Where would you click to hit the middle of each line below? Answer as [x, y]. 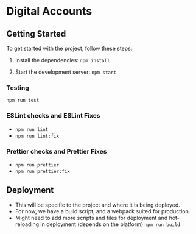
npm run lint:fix [37, 136]
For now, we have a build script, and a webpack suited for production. [103, 211]
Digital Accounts [49, 11]
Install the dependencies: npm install [62, 60]
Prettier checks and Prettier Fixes [57, 151]
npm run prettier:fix [42, 171]
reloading [27, 224]
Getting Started [36, 34]
